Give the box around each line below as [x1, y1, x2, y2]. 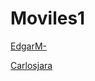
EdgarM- [10, 40, 48, 52]
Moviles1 [10, 7, 86, 30]
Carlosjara [10, 59, 53, 71]
